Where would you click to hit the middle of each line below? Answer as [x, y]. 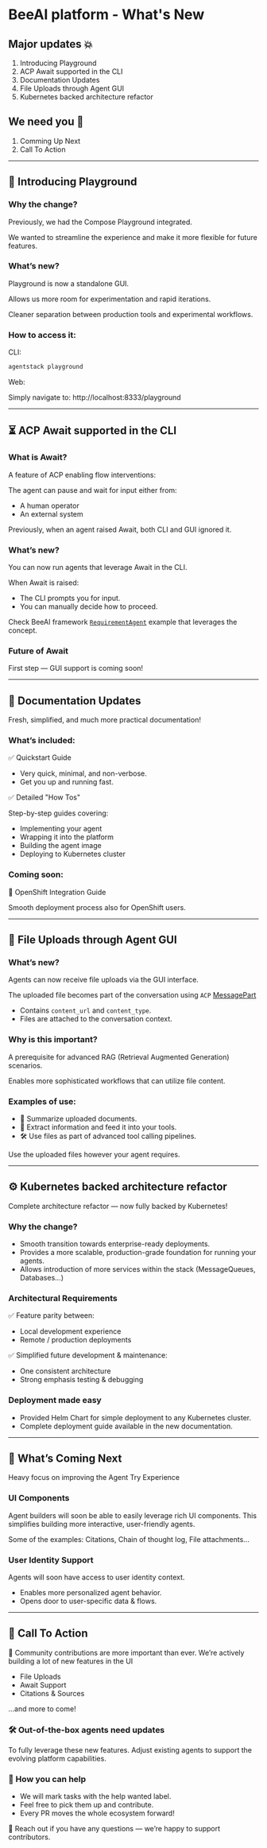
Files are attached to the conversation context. [96, 1019]
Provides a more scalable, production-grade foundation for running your [138, 1253]
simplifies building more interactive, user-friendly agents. [102, 1524]
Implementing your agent [61, 829]
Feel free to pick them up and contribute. [87, 1805]
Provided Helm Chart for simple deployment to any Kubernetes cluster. [135, 1417]
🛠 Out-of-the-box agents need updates [87, 1730]
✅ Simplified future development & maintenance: [88, 1355]
